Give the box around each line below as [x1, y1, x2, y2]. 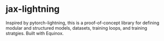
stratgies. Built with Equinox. [5, 30, 64, 36]
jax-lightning [5, 3, 60, 15]
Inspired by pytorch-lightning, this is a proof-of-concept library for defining [5, 20, 160, 26]
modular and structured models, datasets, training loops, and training [5, 25, 148, 31]
